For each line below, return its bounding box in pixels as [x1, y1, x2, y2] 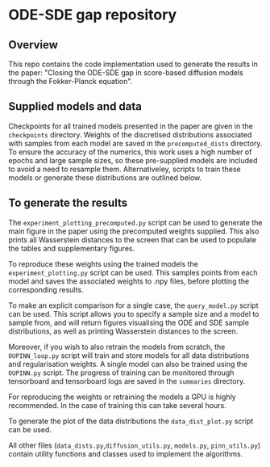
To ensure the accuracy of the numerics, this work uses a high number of [8, 147, 252, 157]
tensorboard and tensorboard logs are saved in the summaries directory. [8, 376, 246, 385]
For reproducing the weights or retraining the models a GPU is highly [8, 392, 236, 402]
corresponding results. [8, 284, 84, 294]
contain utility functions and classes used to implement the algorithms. [8, 448, 243, 458]
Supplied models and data [8, 99, 143, 114]
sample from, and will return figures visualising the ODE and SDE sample [8, 318, 250, 327]
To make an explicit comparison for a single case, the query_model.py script [8, 301, 259, 310]
